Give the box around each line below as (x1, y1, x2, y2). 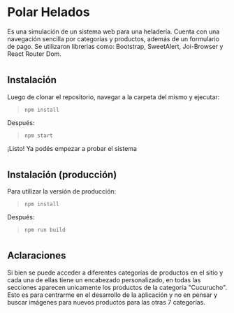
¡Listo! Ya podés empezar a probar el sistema (7, 144, 138, 152)
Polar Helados (7, 4, 90, 20)
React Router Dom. (7, 50, 61, 58)
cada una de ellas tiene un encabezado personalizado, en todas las (7, 275, 201, 284)
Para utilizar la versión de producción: (7, 187, 117, 196)
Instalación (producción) (7, 168, 117, 180)
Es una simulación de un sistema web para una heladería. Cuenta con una (7, 27, 220, 36)
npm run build (24, 226, 66, 234)
